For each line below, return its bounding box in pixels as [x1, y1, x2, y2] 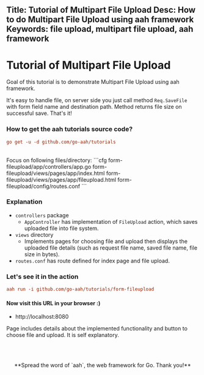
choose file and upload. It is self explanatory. [6, 332, 119, 339]
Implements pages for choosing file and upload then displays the [24, 237, 188, 245]
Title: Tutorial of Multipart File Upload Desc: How [6, 5, 196, 15]
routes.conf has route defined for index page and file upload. [15, 257, 170, 264]
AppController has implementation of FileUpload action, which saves [24, 218, 198, 225]
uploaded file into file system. [24, 225, 99, 232]
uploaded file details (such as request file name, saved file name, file [24, 244, 197, 251]
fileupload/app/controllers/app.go [6, 163, 92, 170]
